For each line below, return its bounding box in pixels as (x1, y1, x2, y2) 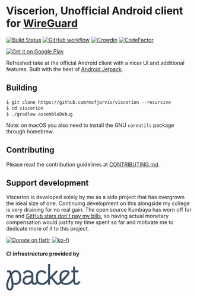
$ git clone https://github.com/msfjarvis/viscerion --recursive (6, 99, 171, 105)
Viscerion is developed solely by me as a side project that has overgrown (6, 194, 185, 201)
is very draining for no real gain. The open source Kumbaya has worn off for (6, 206, 192, 213)
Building (6, 83, 37, 93)
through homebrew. (6, 127, 55, 135)
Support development (6, 178, 89, 188)
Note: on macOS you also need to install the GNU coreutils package (6, 122, 174, 129)
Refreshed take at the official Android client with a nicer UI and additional (6, 59, 185, 66)
